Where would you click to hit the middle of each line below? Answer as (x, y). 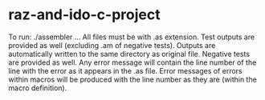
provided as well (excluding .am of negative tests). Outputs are (112, 45)
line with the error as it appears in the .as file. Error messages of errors (125, 70)
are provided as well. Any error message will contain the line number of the (132, 62)
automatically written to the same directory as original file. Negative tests (129, 54)
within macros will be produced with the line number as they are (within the (132, 79)
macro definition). (38, 88)
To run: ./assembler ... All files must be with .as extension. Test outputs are (132, 37)
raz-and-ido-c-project (84, 15)
